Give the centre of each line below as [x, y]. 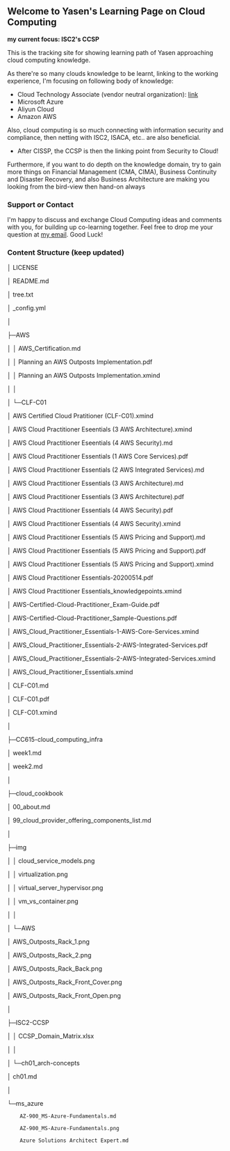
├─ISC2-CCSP [28, 1023]
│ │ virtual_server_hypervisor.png [55, 888]
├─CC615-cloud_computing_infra [55, 740]
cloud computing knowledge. [49, 60]
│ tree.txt [20, 294]
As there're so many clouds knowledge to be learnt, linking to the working [113, 73]
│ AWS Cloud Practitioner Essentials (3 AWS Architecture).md [96, 484]
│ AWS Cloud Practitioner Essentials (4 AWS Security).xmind [94, 524]
